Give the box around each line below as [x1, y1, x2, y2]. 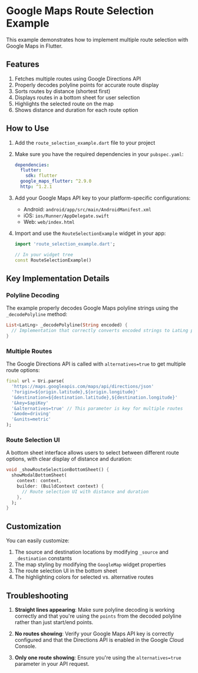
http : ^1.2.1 [20, 184, 52, 190]
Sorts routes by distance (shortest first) [14, 87, 111, 95]
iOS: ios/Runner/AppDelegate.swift [23, 212, 110, 219]
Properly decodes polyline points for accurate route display [14, 81, 159, 88]
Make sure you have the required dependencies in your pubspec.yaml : [14, 150, 184, 157]
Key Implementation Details [6, 273, 110, 283]
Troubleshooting [6, 591, 69, 601]
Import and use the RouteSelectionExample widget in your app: [14, 230, 166, 237]
